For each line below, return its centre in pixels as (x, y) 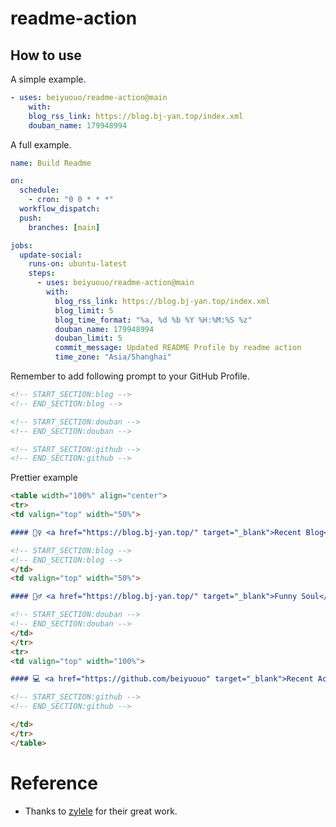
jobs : (21, 245)
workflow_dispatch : (60, 209)
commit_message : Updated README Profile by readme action (178, 348)
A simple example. (48, 79)
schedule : (39, 190)
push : (31, 218)
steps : (42, 273)
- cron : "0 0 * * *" (71, 200)
